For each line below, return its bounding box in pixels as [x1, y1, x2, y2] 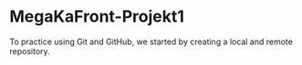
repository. [9, 45, 50, 56]
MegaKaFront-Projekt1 [9, 6, 185, 27]
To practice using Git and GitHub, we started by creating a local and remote [9, 36, 294, 47]
